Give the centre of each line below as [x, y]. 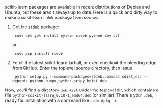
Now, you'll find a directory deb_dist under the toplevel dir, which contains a [82, 90]
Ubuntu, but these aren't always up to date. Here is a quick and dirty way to [81, 12]
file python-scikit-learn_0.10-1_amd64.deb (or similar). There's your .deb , [79, 95]
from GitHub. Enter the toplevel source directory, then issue [72, 68]
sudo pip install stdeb [39, 54]
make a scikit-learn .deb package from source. [52, 17]
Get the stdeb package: [36, 27]
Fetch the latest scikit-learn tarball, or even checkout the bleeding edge [84, 63]
